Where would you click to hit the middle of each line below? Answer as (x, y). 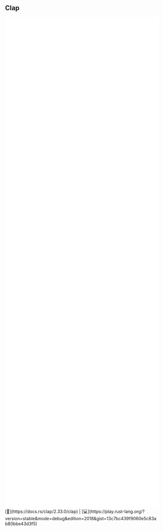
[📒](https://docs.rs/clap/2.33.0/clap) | (43, 511)
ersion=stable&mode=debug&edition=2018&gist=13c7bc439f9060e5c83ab (81, 518)
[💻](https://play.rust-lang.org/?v (113, 511)
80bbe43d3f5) (21, 524)
